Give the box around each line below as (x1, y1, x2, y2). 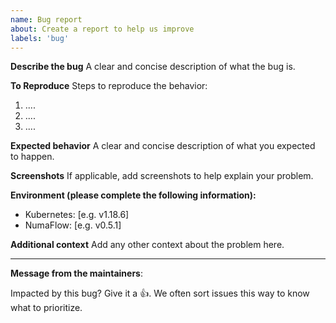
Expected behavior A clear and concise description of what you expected (10, 140, 316, 152)
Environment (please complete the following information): (10, 189, 257, 201)
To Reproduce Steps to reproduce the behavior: (10, 80, 208, 92)
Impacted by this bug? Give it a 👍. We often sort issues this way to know (10, 287, 310, 300)
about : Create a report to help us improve (10, 24, 195, 34)
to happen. (10, 151, 55, 163)
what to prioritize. (10, 302, 83, 314)
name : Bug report (10, 14, 83, 25)
